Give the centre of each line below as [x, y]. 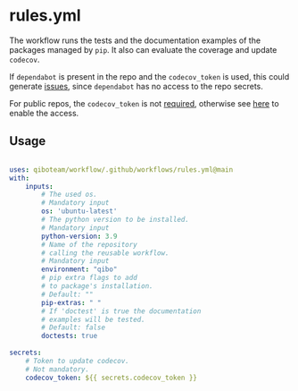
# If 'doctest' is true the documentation [121, 311]
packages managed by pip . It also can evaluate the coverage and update [143, 49]
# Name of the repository [90, 244]
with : [19, 178]
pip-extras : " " [71, 302]
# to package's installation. [97, 286]
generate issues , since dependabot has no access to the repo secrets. [136, 86]
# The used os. [70, 195]
